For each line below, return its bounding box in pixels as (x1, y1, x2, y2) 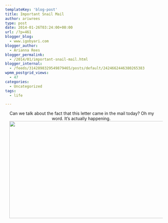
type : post (5, 20, 27, 26)
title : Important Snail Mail (5, 12, 64, 17)
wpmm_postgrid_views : (5, 70, 49, 75)
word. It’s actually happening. (52, 116, 111, 121)
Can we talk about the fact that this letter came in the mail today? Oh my (9, 110, 154, 117)
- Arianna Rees (9, 48, 40, 52)
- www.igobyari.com (9, 39, 49, 44)
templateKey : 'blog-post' (5, 7, 57, 12)
